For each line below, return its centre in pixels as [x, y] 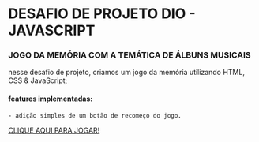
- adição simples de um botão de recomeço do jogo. [95, 115]
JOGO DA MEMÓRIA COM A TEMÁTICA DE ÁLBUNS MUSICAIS [129, 55]
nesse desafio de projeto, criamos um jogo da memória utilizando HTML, [126, 73]
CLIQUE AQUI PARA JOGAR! [54, 130]
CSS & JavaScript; [38, 80]
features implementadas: [51, 99]
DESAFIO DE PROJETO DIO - [102, 14]
